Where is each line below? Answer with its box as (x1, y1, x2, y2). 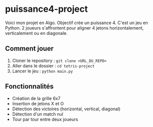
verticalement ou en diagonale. (5, 30, 68, 36)
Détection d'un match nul (12, 111, 64, 117)
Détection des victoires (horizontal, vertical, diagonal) (12, 106, 121, 112)
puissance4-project (5, 3, 88, 15)
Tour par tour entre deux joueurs (12, 116, 78, 122)
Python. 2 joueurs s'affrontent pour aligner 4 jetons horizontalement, (5, 25, 144, 31)
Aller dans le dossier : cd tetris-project (12, 63, 95, 68)
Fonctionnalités (5, 82, 54, 91)
